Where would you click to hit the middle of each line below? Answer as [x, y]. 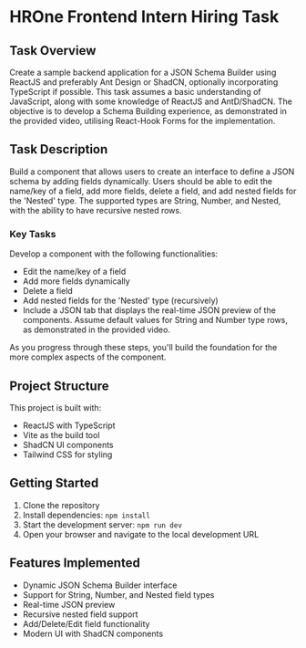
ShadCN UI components [68, 444]
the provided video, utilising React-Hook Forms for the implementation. [143, 121]
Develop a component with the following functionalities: [114, 254]
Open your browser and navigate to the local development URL [141, 534]
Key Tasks [33, 234]
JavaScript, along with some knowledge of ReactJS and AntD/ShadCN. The [151, 101]
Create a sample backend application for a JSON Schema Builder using [143, 72]
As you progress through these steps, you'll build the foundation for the [143, 348]
